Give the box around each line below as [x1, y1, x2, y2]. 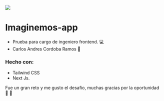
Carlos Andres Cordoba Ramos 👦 [12, 45, 81, 52]
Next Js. [12, 75, 30, 81]
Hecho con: [5, 58, 34, 65]
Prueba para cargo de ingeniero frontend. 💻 [12, 38, 104, 44]
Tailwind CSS [12, 70, 40, 76]
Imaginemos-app [5, 22, 78, 33]
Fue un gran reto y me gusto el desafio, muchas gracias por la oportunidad [5, 85, 159, 91]
